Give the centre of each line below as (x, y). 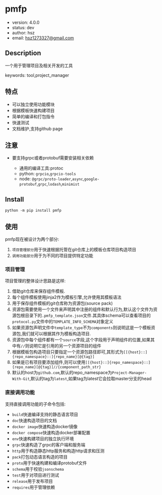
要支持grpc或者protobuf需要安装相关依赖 (53, 158)
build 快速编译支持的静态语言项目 (45, 414)
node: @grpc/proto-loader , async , (52, 179)
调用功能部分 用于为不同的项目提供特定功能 (52, 256)
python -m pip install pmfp (33, 211)
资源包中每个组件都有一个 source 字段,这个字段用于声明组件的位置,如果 (81, 340)
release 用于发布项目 (32, 481)
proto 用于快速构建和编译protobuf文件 (49, 463)
